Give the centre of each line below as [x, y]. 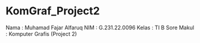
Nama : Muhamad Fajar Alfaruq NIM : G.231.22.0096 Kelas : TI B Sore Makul [100, 27]
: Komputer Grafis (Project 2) [41, 33]
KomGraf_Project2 [53, 11]
